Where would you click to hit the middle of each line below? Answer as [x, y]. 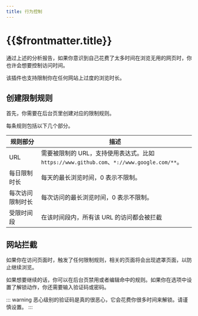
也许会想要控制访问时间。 [37, 65]
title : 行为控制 [24, 11]
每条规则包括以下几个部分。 [40, 126]
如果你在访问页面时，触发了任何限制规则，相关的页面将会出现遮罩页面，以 [96, 260]
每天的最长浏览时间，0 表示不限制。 [91, 177]
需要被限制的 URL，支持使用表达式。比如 [98, 153]
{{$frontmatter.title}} [59, 40]
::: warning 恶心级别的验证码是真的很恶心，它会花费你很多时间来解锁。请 [95, 300]
